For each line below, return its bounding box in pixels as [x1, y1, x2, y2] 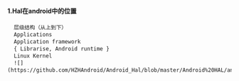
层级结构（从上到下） [14, 24, 68, 31]
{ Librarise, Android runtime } [14, 45, 110, 53]
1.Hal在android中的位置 [7, 6, 77, 15]
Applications [14, 31, 53, 38]
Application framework [14, 38, 81, 45]
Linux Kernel [14, 53, 53, 60]
